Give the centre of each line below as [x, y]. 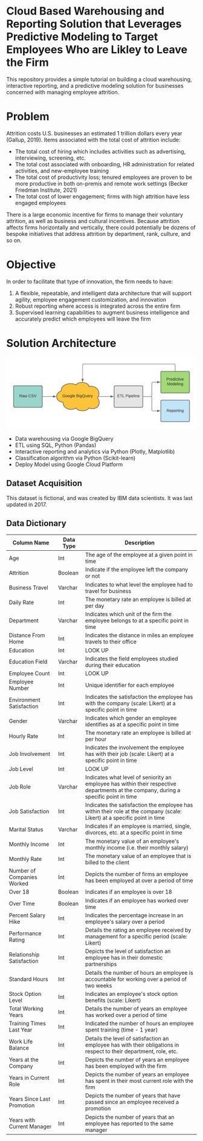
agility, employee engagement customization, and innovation [91, 299]
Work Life [21, 1042]
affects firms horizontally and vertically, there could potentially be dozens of [101, 227]
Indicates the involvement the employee [134, 747]
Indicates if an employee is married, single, [138, 826]
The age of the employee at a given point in [139, 555]
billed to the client [107, 862]
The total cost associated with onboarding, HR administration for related [105, 164]
